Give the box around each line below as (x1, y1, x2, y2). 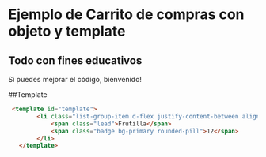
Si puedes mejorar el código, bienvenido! (8, 75, 142, 84)
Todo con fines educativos (8, 54, 142, 67)
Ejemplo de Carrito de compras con (8, 6, 245, 24)
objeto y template (8, 22, 126, 40)
